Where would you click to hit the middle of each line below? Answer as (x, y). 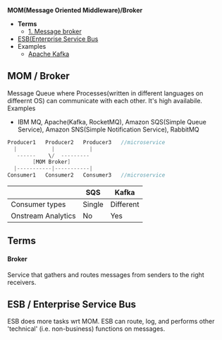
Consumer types (38, 204)
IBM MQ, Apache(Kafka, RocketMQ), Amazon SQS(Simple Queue (112, 122)
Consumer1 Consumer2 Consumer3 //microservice (86, 175)
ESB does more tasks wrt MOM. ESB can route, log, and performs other (111, 322)
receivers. (22, 282)
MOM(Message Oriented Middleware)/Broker (75, 10)
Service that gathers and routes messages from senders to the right (106, 274)
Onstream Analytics (43, 216)
